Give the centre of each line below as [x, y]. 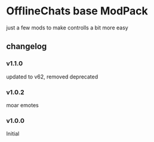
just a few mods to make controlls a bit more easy [67, 28]
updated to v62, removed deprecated [52, 77]
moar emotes [22, 105]
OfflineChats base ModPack [77, 11]
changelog [27, 46]
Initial [13, 134]
